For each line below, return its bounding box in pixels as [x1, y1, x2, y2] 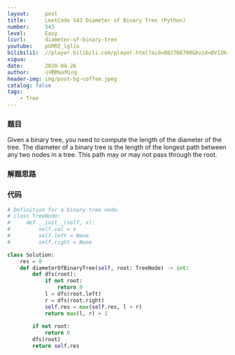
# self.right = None [7, 239, 92, 246]
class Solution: [7, 251, 55, 258]
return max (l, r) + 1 [44, 309, 108, 317]
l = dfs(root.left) [44, 291, 101, 298]
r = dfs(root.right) [44, 297, 105, 304]
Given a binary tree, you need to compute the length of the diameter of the [7, 136, 222, 144]
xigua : [7, 56, 27, 63]
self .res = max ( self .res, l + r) [44, 303, 142, 310]
